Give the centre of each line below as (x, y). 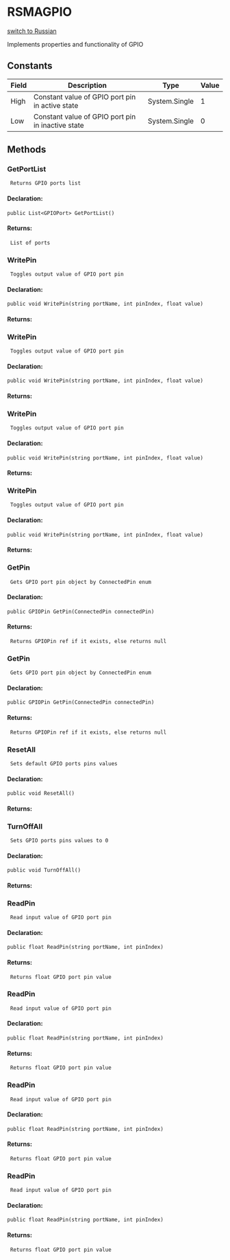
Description (88, 85)
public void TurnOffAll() (44, 870)
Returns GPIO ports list (45, 183)
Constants (30, 66)
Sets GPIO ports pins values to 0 (59, 841)
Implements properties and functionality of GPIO (75, 44)
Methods (27, 149)
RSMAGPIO (40, 12)
